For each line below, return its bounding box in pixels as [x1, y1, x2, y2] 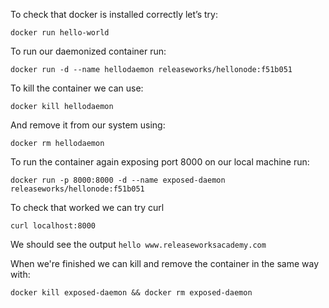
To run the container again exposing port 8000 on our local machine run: [10, 156, 310, 168]
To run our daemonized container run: [10, 45, 167, 57]
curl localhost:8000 [10, 221, 97, 231]
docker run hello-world [10, 28, 110, 38]
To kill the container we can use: [10, 82, 144, 94]
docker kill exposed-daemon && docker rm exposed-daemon [10, 288, 253, 298]
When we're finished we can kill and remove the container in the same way [10, 258, 320, 269]
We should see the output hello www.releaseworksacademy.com [10, 239, 267, 250]
